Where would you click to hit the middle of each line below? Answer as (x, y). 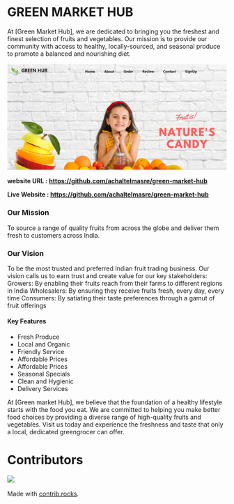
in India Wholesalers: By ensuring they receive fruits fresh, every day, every (116, 291)
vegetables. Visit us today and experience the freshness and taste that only (115, 425)
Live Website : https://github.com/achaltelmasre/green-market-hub (108, 194)
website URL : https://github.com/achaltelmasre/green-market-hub (107, 181)
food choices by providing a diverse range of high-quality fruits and (104, 417)
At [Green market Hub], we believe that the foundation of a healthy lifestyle (115, 402)
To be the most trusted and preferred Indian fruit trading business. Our (108, 268)
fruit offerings (27, 305)
